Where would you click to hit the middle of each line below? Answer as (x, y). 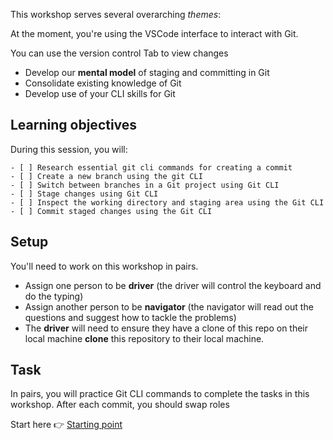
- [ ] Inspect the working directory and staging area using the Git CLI (167, 202)
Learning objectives (74, 125)
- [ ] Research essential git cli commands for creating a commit (151, 167)
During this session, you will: (69, 149)
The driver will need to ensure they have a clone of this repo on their (166, 328)
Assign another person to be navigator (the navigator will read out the (169, 306)
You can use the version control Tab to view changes (119, 53)
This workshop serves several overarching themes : (116, 14)
